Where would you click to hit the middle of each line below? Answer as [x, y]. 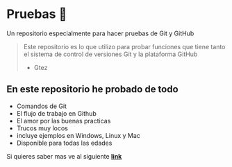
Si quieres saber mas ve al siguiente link [64, 156]
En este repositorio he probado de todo [92, 89]
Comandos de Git [42, 106]
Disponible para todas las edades [64, 143]
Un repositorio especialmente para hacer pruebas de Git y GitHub [100, 33]
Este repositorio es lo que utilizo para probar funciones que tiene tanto [124, 46]
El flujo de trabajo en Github [56, 113]
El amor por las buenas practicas [64, 121]
